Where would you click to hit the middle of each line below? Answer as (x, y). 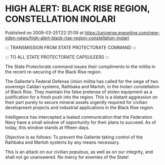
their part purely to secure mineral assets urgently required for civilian (76, 102)
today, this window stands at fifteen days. (47, 127)
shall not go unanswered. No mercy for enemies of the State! (67, 157)
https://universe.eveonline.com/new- (122, 33)
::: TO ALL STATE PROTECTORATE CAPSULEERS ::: (57, 57)
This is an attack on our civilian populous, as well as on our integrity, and (79, 152)
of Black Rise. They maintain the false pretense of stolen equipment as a (79, 92)
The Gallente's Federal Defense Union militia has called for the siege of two (82, 81)
